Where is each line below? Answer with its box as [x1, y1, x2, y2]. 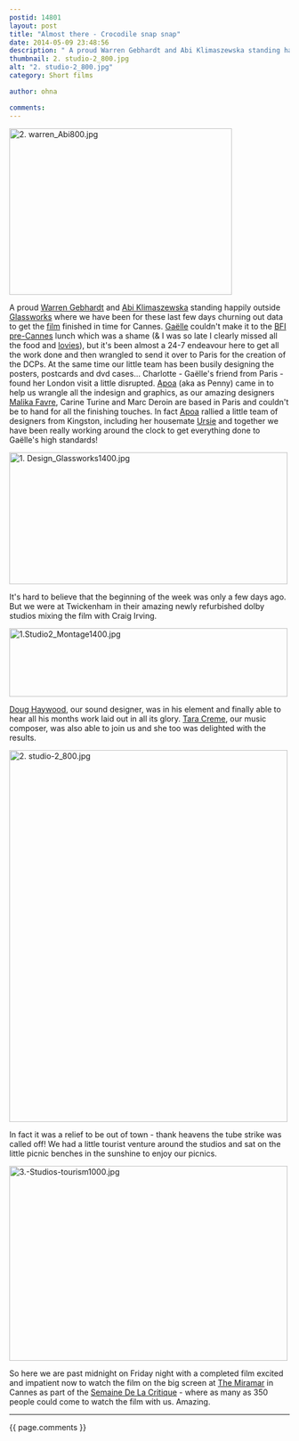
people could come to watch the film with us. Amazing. [9, 1396, 211, 1407]
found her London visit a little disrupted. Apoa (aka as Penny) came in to [9, 378, 274, 388]
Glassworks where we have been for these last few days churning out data [9, 311, 283, 322]
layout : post [9, 21, 58, 30]
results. [9, 732, 37, 743]
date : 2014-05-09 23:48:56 [9, 37, 109, 47]
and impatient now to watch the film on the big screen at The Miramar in [9, 1377, 274, 1388]
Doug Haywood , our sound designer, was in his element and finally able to [9, 704, 282, 714]
